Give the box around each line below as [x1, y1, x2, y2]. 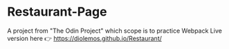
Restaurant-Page [7, 4, 107, 20]
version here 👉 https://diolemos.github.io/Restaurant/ [7, 34, 163, 42]
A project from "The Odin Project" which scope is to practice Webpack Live [7, 27, 223, 35]
